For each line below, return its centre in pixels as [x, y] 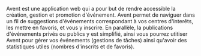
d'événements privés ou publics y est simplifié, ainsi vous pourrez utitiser [97, 34]
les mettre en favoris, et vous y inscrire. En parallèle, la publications [90, 27]
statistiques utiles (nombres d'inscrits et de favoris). [70, 46]
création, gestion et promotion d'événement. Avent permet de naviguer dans [100, 15]
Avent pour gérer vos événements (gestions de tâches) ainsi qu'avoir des [97, 40]
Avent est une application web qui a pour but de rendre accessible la [91, 9]
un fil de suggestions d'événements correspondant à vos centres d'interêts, [100, 21]
